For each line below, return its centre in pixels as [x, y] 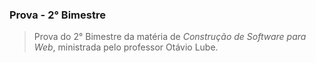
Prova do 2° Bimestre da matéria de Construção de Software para [170, 37]
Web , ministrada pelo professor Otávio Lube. [126, 47]
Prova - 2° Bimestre [57, 15]
